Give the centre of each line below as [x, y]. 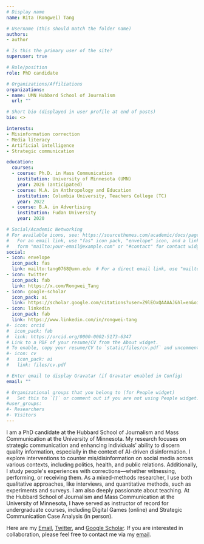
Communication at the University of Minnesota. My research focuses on [96, 438]
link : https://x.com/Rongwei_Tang [55, 286]
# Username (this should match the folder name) [69, 29]
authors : [17, 34]
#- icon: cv [21, 354]
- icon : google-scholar [36, 291]
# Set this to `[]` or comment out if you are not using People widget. [103, 398]
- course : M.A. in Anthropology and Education [72, 190]
